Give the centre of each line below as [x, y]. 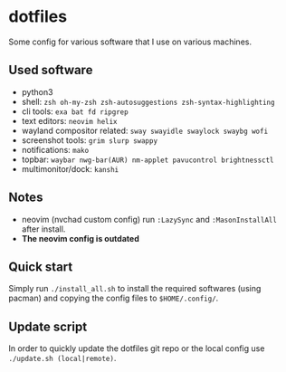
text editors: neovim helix [70, 120]
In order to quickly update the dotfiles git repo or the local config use [137, 348]
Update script [48, 326]
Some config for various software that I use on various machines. [130, 42]
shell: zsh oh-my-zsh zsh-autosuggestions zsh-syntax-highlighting [148, 101]
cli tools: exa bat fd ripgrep [75, 111]
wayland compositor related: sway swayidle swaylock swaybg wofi [145, 130]
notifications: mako [55, 149]
